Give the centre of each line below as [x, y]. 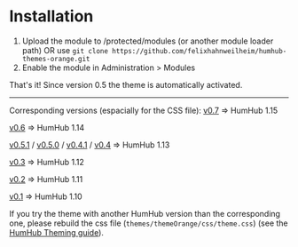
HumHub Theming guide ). [57, 232]
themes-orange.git [56, 59]
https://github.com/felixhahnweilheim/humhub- [200, 51]
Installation [51, 16]
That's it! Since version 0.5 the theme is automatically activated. [126, 84]
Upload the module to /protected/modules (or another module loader [148, 41]
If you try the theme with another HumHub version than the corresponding [145, 213]
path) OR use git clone [65, 50]
